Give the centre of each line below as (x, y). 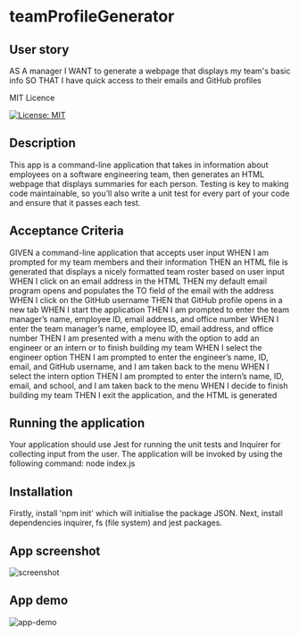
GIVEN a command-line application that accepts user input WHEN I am (139, 252)
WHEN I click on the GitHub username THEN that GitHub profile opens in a (146, 300)
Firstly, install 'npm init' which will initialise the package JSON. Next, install (146, 513)
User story (39, 50)
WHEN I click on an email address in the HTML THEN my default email (138, 281)
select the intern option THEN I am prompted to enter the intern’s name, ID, (146, 376)
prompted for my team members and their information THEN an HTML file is (149, 262)
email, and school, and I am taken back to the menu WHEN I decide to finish (149, 386)
